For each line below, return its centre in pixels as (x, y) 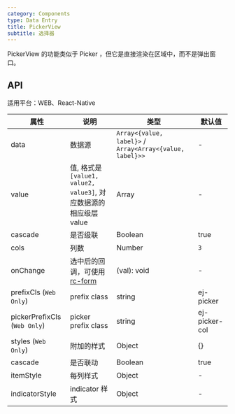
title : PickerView (34, 27)
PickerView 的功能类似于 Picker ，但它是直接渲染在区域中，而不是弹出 (108, 54)
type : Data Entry (33, 20)
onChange (28, 271)
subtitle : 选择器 (31, 33)
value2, (83, 183)
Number (130, 248)
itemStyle (26, 376)
